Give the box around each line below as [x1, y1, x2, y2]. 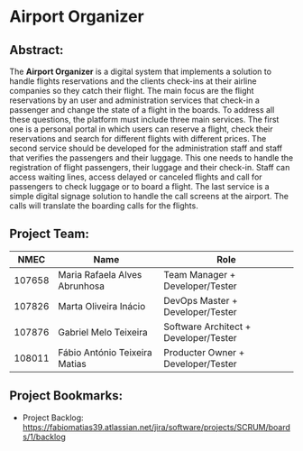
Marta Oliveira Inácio [58, 299, 146, 312]
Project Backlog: [22, 412, 84, 423]
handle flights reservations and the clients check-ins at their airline [9, 76, 257, 87]
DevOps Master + [163, 294, 238, 307]
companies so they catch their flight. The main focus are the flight [9, 86, 254, 96]
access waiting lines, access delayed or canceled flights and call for [9, 171, 263, 182]
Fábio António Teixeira [58, 345, 153, 358]
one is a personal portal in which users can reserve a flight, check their [9, 124, 273, 134]
